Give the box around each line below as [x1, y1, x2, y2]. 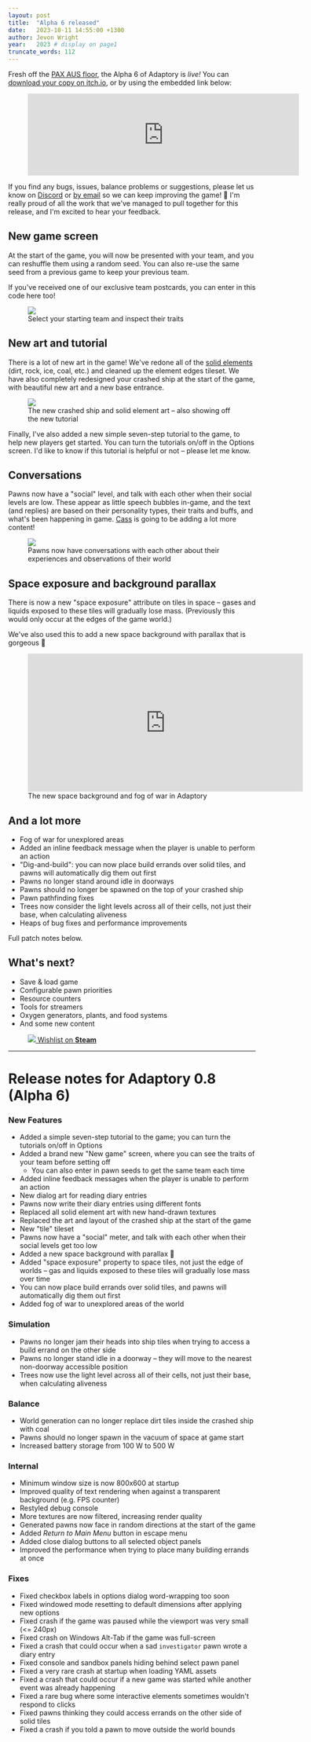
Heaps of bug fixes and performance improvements [19, 918, 188, 928]
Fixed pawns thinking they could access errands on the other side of [19, 1707, 242, 1717]
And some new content [19, 1019, 96, 1028]
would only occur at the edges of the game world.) [8, 614, 173, 624]
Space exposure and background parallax [8, 576, 217, 590]
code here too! [8, 291, 56, 300]
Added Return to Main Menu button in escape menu [19, 1528, 188, 1538]
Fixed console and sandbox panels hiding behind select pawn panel [19, 1658, 240, 1667]
